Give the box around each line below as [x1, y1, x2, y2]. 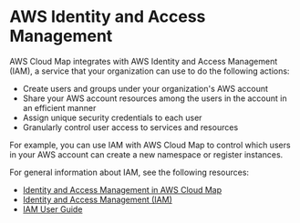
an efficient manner [22, 102, 97, 113]
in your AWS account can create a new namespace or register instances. [9, 148, 284, 160]
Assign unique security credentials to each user [22, 112, 202, 123]
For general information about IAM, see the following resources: [9, 167, 249, 177]
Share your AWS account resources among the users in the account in [22, 93, 287, 104]
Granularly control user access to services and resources [22, 121, 239, 133]
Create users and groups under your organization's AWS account [22, 83, 269, 94]
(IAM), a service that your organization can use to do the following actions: [9, 66, 290, 76]
